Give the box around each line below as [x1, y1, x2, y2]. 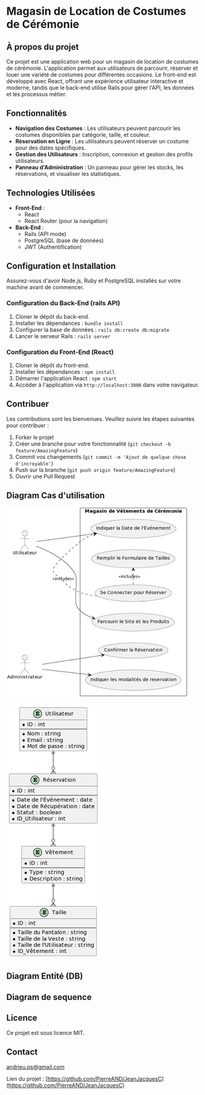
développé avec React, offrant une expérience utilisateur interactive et [6, 78, 184, 85]
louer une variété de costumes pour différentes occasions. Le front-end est [6, 71, 196, 78]
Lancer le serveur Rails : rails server [15, 332, 111, 339]
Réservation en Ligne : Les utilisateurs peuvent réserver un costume [15, 137, 189, 145]
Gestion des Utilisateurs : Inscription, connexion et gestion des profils [15, 150, 193, 157]
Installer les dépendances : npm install [15, 368, 115, 376]
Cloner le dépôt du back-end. [15, 313, 90, 320]
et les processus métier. [6, 91, 67, 97]
